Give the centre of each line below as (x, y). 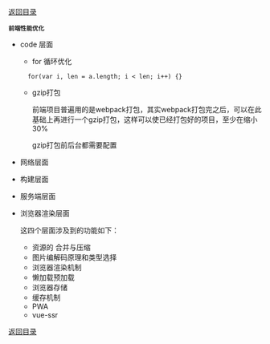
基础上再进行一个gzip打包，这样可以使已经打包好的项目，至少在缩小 (145, 119)
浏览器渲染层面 (45, 213)
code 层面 (37, 44)
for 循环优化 (52, 61)
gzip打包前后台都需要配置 (74, 145)
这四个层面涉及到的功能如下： (69, 230)
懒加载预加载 (53, 277)
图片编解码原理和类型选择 (74, 257)
